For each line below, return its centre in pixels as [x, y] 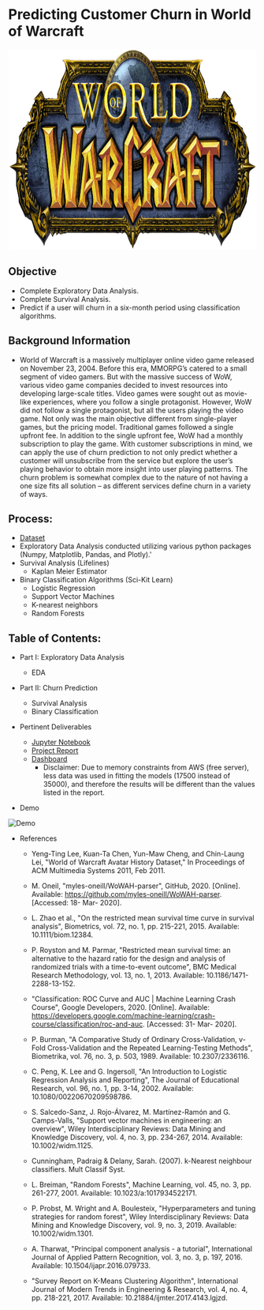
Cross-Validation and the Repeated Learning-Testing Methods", [150, 1048]
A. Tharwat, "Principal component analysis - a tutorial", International [142, 1249]
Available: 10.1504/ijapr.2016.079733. [91, 1266]
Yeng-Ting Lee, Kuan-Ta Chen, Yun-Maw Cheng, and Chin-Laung [138, 854]
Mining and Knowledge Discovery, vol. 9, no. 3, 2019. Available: [134, 1225]
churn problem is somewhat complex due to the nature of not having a [134, 477]
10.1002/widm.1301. [62, 1233]
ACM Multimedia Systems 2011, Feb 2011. [98, 871]
